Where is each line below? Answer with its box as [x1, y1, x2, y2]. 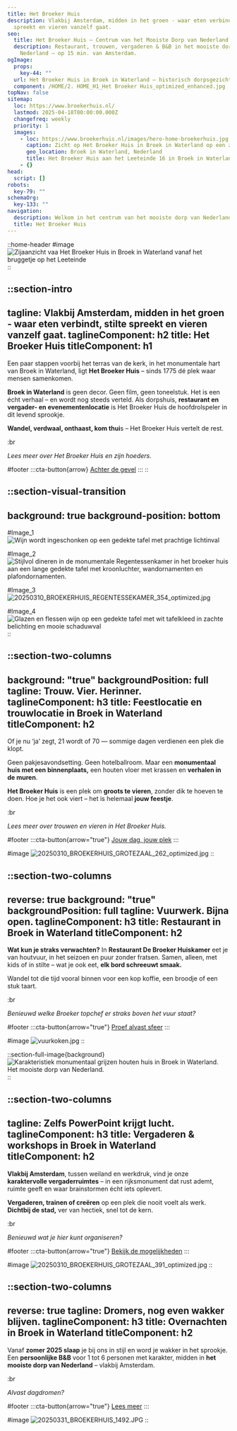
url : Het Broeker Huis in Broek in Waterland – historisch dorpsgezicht [13, 76, 232, 83]
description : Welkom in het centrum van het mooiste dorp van [13, 214, 200, 221]
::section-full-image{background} [7, 1051, 105, 1059]
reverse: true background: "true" [7, 894, 157, 906]
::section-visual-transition [7, 486, 126, 498]
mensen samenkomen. [7, 374, 73, 382]
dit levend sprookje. [7, 410, 65, 419]
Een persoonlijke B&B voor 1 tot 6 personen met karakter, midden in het [7, 1353, 217, 1362]
